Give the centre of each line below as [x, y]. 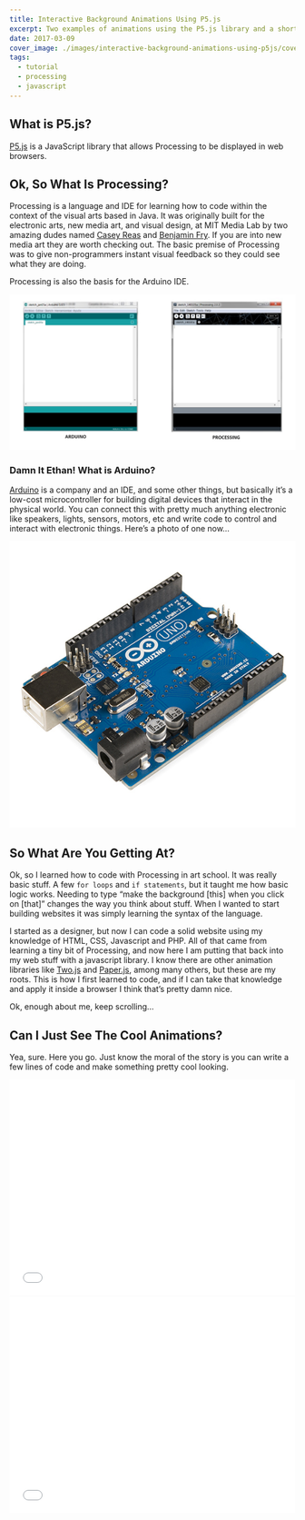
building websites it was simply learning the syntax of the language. [136, 914]
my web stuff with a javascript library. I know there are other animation [141, 960]
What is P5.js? [51, 124]
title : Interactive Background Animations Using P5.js [115, 19]
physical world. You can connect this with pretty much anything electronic [148, 510]
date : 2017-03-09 [42, 38]
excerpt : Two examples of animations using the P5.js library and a [142, 29]
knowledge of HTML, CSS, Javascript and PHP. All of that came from [138, 941]
